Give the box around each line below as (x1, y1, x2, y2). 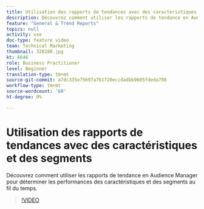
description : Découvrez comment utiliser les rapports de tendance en (6, 15, 189, 21)
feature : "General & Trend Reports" (6, 20, 99, 26)
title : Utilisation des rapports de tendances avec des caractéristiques (6, 9, 197, 15)
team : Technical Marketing (6, 43, 75, 49)
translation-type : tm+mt (6, 71, 69, 77)
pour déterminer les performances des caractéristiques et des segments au (6, 178, 195, 185)
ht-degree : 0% (6, 94, 42, 100)
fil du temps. (6, 184, 38, 192)
